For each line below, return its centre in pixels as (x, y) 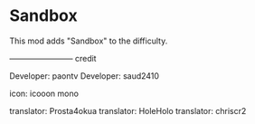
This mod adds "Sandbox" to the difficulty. (89, 41)
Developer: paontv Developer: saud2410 (85, 76)
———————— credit (53, 58)
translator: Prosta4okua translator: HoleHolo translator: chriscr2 (128, 110)
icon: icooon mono (44, 93)
